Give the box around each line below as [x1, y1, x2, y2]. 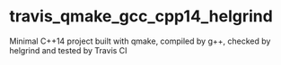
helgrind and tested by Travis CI [9, 45, 127, 55]
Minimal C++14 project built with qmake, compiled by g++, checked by [9, 36, 271, 46]
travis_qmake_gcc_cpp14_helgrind [9, 6, 274, 27]
